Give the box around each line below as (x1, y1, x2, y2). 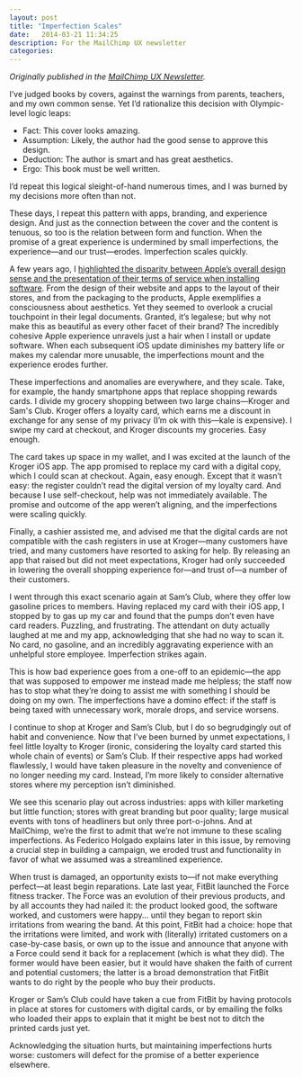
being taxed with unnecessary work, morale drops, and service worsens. (9, 705, 280, 715)
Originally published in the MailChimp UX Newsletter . (9, 71, 206, 82)
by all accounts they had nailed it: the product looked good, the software (9, 901, 279, 911)
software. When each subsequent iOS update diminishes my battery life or (9, 340, 285, 351)
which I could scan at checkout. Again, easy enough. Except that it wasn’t (9, 471, 282, 481)
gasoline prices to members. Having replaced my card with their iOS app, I (9, 601, 285, 612)
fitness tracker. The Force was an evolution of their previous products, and (9, 891, 286, 902)
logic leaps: (28, 108, 72, 119)
